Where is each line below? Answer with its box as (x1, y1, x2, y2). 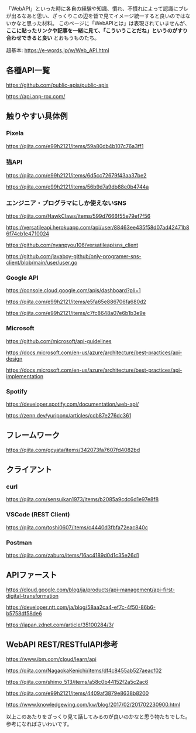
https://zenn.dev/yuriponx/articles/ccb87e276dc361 (6, 412, 132, 419)
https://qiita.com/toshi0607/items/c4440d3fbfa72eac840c (6, 523, 148, 531)
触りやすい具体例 (6, 111, 68, 121)
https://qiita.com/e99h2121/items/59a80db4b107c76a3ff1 (6, 142, 144, 149)
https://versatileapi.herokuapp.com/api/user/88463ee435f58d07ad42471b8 (6, 224, 190, 231)
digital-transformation (6, 592, 59, 599)
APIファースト (6, 570, 57, 580)
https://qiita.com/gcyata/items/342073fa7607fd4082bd (6, 446, 140, 453)
